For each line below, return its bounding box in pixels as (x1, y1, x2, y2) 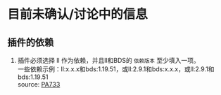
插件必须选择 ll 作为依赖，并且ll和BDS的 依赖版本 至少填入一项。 (17, 57, 200, 64)
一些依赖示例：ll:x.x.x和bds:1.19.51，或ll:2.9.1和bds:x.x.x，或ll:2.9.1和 (17, 65, 215, 73)
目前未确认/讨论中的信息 (7, 6, 148, 22)
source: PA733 (17, 80, 61, 88)
